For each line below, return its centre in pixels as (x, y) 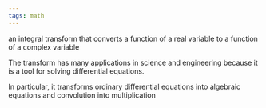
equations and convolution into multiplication (82, 95)
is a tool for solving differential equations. (76, 71)
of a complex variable (44, 47)
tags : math (26, 16)
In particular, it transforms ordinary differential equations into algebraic (125, 86)
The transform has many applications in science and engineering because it (133, 62)
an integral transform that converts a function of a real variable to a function (133, 38)
